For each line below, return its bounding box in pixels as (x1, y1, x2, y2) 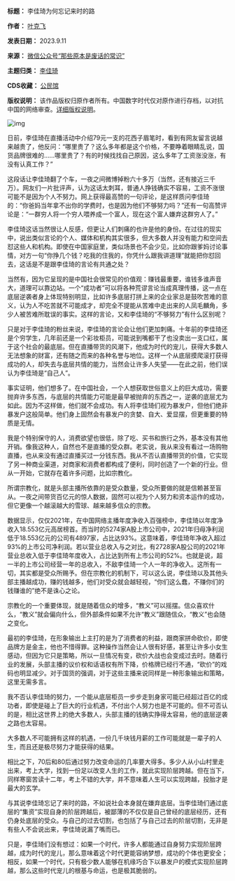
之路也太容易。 (7, 719, 50, 727)
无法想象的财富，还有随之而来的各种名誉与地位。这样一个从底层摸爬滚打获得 (7, 351, 228, 359)
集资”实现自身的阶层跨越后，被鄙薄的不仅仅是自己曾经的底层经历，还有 (22, 807, 227, 816)
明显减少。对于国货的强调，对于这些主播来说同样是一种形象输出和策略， (19, 669, 228, 677)
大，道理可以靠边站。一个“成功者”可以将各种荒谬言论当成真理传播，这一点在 (7, 284, 227, 292)
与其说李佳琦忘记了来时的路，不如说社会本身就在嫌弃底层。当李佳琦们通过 (7, 799, 222, 807)
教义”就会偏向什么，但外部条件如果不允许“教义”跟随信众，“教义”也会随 (22, 610, 226, 618)
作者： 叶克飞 (7, 22, 46, 30)
